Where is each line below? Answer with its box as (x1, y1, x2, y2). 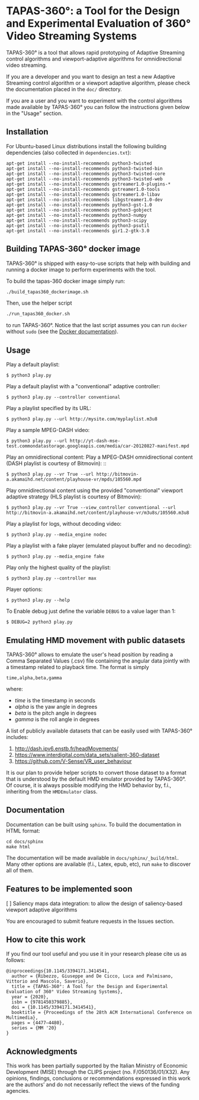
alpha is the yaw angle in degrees (14, 703, 98, 710)
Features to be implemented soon (6, 884, 133, 894)
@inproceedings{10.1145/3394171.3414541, (6, 968, 110, 974)
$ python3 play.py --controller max (6, 575, 97, 581)
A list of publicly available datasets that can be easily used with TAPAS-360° (6, 727, 192, 734)
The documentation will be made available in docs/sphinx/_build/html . (6, 854, 179, 861)
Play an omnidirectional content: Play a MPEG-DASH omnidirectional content (6, 453, 193, 461)
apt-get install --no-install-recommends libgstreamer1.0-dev (6, 197, 163, 203)
